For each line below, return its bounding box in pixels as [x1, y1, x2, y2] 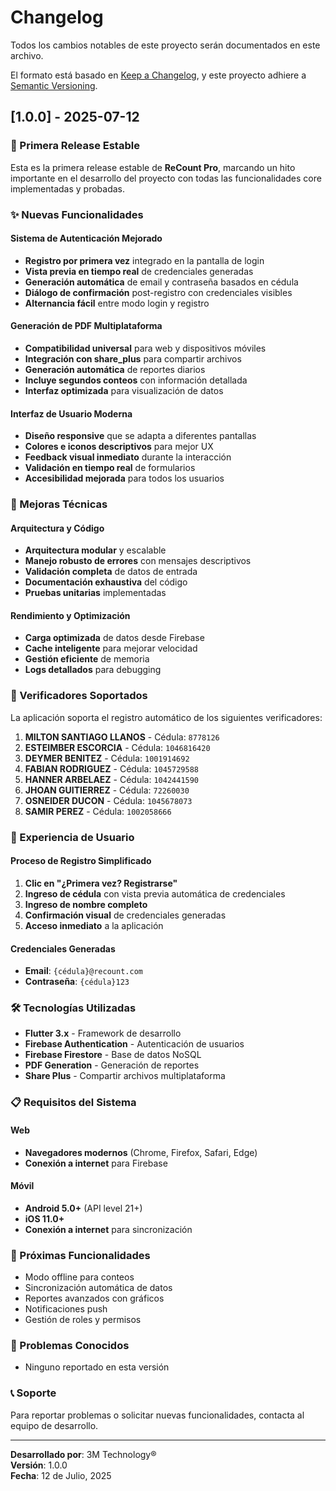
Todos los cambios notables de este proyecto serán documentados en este [10, 39, 321, 51]
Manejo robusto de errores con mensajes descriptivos [24, 555, 252, 567]
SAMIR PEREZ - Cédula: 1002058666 [24, 805, 172, 817]
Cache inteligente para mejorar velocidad [24, 642, 198, 655]
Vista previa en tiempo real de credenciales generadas [24, 265, 254, 277]
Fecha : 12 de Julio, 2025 [10, 1469, 112, 1481]
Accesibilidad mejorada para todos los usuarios [24, 472, 225, 485]
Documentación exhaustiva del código [24, 576, 188, 588]
